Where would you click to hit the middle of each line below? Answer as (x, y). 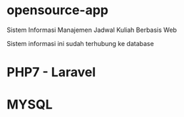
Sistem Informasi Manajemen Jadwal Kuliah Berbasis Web (92, 30)
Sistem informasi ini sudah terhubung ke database (80, 43)
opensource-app (57, 10)
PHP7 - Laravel (51, 72)
